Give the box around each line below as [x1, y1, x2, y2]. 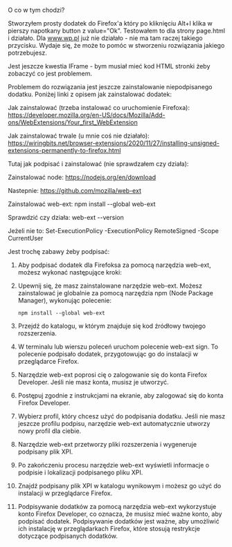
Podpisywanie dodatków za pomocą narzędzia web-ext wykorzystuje [17, 503, 217, 510]
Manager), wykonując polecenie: [17, 297, 111, 304]
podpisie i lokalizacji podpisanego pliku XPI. [17, 468, 143, 476]
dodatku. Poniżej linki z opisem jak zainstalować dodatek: [8, 90, 172, 98]
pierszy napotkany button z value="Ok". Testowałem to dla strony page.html [8, 27, 226, 35]
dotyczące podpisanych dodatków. [17, 532, 118, 540]
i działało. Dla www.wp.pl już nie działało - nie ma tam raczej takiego [8, 34, 203, 42]
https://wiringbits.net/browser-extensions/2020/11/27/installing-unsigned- [8, 139, 220, 147]
